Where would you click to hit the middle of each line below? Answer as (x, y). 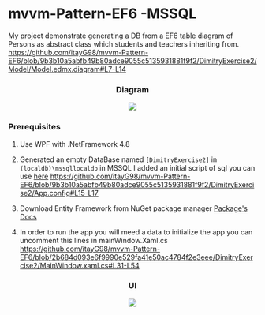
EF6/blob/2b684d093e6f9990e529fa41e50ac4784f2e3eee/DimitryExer (136, 257)
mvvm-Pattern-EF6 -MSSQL (103, 14)
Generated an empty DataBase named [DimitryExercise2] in (118, 159)
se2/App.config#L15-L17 (59, 193)
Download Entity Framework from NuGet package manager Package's (134, 208)
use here (34, 176)
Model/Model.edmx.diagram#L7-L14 (67, 69)
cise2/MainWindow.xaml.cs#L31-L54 (79, 265)
